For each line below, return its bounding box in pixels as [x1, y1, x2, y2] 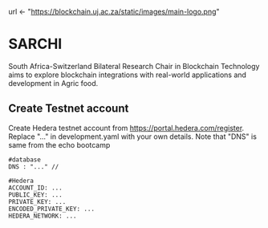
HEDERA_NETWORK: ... [8, 212, 78, 220]
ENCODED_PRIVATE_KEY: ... [8, 205, 95, 213]
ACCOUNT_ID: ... [8, 184, 63, 192]
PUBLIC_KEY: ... [8, 190, 63, 199]
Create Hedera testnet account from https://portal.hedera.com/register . [8, 123, 245, 132]
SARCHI [8, 35, 63, 53]
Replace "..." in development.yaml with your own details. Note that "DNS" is [8, 132, 257, 141]
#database [8, 156, 42, 164]
